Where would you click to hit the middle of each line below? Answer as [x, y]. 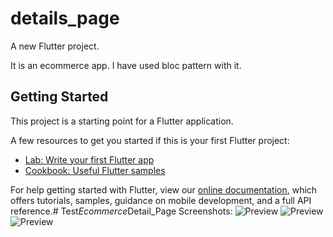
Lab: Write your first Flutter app [89, 159]
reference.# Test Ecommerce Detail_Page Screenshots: [121, 211]
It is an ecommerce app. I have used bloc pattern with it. [126, 65]
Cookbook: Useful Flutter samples [95, 170]
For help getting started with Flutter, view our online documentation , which [164, 189]
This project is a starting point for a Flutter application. [122, 121]
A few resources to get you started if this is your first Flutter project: [150, 140]
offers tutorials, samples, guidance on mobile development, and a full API [161, 200]
